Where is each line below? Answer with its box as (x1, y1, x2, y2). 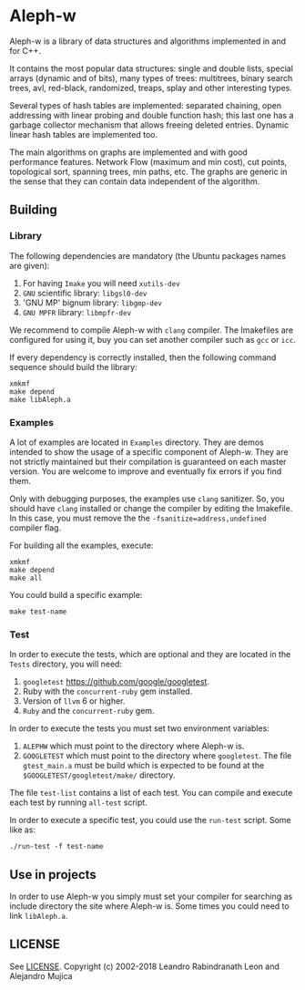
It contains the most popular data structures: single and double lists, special (9, 63, 294, 74)
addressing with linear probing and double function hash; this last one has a (9, 109, 294, 120)
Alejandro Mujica (9, 970, 73, 981)
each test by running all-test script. (9, 797, 147, 808)
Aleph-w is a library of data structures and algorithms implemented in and (9, 36, 287, 46)
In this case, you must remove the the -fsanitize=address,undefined (9, 512, 267, 523)
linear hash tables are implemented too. (9, 129, 158, 139)
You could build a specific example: (9, 589, 143, 600)
